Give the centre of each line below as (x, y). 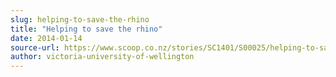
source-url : (35, 47)
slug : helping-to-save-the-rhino (80, 19)
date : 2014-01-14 (46, 38)
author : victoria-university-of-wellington (102, 57)
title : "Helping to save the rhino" (86, 29)
